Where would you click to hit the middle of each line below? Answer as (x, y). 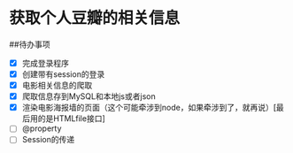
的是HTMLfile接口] (72, 119)
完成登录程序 (45, 63)
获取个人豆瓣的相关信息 (95, 18)
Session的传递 (48, 140)
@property (42, 128)
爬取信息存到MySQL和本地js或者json (89, 96)
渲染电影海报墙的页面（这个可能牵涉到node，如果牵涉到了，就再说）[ (149, 108)
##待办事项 (30, 44)
